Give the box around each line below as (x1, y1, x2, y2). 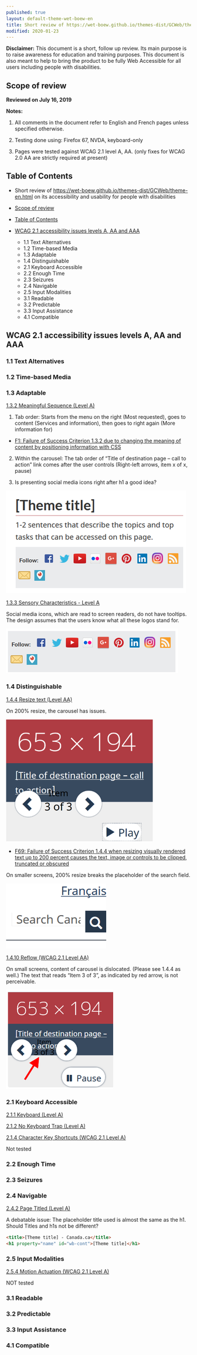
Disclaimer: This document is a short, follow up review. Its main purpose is (6, 45, 187, 52)
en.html (14, 193, 33, 200)
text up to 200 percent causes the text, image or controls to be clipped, (14, 853, 188, 860)
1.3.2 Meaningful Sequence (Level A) (6, 402, 95, 409)
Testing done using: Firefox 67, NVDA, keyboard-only (14, 137, 144, 144)
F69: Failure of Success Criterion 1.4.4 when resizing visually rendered (14, 848, 186, 855)
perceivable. (6, 978, 36, 985)
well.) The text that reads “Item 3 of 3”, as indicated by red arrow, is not (6, 971, 178, 979)
